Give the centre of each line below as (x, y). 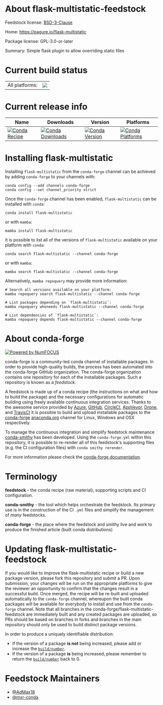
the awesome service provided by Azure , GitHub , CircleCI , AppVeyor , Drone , (81, 407)
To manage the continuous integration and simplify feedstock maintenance (80, 432)
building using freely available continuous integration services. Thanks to (78, 402)
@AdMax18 (24, 692)
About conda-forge (45, 338)
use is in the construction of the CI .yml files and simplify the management (79, 510)
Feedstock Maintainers (52, 678)
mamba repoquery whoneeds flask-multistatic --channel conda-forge (75, 307)
